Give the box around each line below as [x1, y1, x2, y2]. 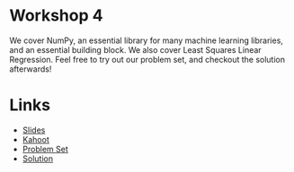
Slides [22, 125, 46, 135]
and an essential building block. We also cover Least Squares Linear [9, 44, 263, 55]
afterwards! [9, 64, 52, 74]
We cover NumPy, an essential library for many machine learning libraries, [9, 35, 283, 46]
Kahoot [22, 133, 49, 144]
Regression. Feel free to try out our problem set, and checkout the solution [9, 54, 286, 64]
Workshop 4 [9, 5, 103, 26]
